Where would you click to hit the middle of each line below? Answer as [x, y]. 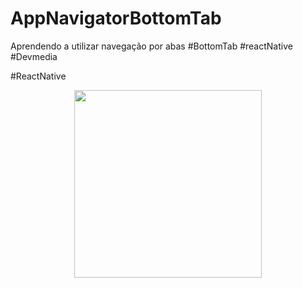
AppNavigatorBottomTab [116, 18]
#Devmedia [34, 56]
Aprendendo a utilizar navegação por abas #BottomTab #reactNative [151, 46]
